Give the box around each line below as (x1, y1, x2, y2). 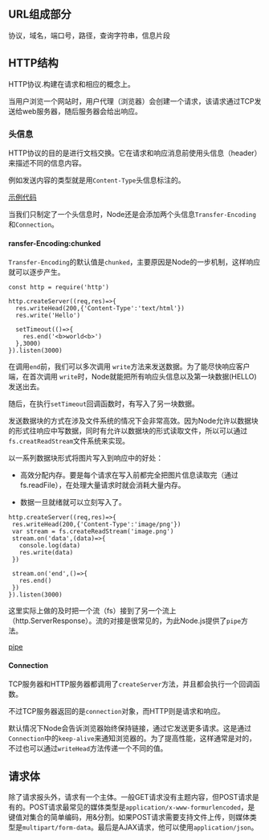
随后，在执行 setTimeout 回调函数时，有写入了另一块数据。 (8, 399, 199, 408)
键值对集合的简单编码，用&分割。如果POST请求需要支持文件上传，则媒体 (8, 813, 251, 822)
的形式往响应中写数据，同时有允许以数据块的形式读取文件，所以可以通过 (8, 426, 247, 436)
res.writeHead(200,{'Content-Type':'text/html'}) (15, 305, 185, 313)
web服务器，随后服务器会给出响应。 (22, 106, 142, 116)
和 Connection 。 (8, 219, 59, 229)
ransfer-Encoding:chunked (8, 238, 101, 248)
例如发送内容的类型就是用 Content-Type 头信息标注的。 (8, 175, 185, 185)
